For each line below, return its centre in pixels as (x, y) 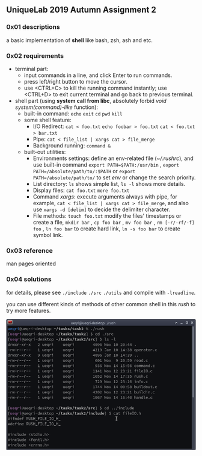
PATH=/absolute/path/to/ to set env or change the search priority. (114, 177)
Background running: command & (72, 145)
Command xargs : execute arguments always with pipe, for (105, 196)
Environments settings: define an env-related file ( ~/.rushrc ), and (113, 158)
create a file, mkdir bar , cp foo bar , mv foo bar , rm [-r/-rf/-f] (114, 222)
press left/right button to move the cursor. (76, 81)
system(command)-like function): (56, 107)
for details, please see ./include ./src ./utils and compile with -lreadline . (101, 292)
